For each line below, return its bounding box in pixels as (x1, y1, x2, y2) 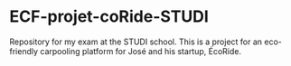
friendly (9, 45, 39, 56)
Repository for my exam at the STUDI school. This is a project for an (9, 36, 263, 47)
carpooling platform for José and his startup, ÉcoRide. (40, 45, 242, 56)
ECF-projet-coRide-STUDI (9, 6, 210, 27)
